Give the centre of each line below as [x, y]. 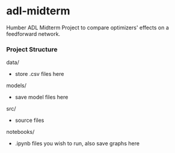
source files [29, 120]
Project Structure [32, 49]
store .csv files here [39, 74]
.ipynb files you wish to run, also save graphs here [77, 143]
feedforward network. [33, 33]
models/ [17, 85]
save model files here [41, 97]
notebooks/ [20, 132]
